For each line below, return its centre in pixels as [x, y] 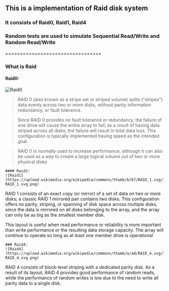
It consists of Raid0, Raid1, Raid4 [46, 23]
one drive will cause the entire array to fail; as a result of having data [89, 125]
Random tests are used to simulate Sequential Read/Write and [82, 36]
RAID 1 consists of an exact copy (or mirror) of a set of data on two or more [83, 193]
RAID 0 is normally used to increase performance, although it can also [90, 151]
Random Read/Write [30, 42]
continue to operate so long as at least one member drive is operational [79, 235]
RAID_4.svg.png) [22, 258]
